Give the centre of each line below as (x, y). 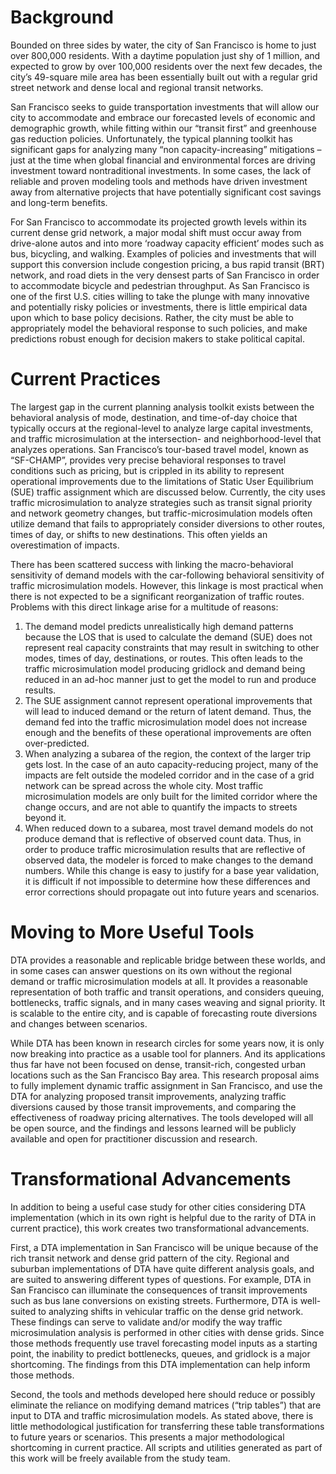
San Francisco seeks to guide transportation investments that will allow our (165, 107)
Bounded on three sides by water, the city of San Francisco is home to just (163, 45)
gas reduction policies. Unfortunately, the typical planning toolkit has (151, 138)
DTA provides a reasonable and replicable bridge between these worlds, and (168, 960)
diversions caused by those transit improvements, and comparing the (153, 1107)
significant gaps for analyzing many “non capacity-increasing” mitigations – (166, 149)
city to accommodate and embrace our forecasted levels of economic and (163, 117)
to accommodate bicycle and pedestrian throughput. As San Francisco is (160, 285)
